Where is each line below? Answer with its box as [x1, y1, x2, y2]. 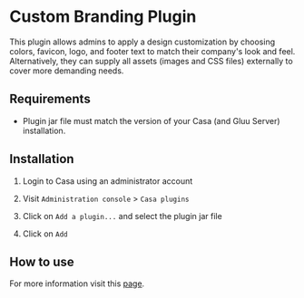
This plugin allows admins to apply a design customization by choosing [9, 36, 276, 47]
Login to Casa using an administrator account [22, 175, 193, 187]
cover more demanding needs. [9, 65, 124, 76]
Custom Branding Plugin [9, 6, 197, 27]
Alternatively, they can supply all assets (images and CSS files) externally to [9, 55, 293, 66]
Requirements [9, 91, 91, 107]
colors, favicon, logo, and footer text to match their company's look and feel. [9, 45, 296, 56]
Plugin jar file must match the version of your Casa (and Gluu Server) [22, 115, 280, 126]
